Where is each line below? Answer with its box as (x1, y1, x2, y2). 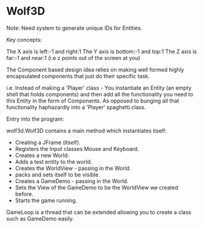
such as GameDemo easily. (6, 215, 75, 222)
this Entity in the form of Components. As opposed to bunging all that (6, 97, 179, 104)
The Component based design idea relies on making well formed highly (6, 65, 185, 73)
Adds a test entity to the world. (15, 158, 93, 165)
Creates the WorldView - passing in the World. (15, 164, 131, 172)
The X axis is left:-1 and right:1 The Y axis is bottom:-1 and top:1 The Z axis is (6, 47, 197, 55)
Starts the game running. (15, 196, 78, 204)
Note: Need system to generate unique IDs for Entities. (6, 24, 142, 32)
